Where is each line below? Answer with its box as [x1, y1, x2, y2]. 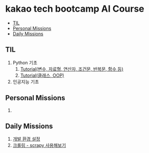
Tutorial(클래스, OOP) [20, 72, 64, 78]
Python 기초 [12, 59, 38, 66]
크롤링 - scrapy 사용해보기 [12, 142, 66, 148]
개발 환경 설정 [12, 136, 40, 142]
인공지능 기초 [12, 78, 39, 84]
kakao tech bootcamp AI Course [5, 3, 144, 15]
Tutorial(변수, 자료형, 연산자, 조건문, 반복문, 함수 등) [20, 66, 123, 72]
